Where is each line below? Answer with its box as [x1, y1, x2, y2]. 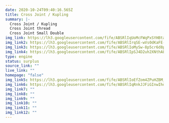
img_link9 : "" [5, 96, 35, 101]
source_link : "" [5, 63, 39, 68]
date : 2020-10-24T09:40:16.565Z [5, 7, 73, 13]
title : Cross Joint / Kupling [5, 12, 69, 17]
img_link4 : [5, 49, 28, 54]
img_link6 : [5, 82, 28, 87]
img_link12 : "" [5, 110, 37, 115]
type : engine [5, 54, 33, 59]
